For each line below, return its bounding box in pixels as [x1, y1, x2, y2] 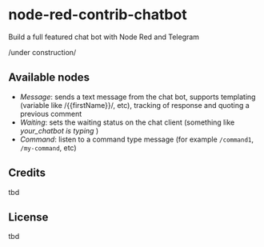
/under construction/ [8, 47, 77, 57]
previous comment [19, 109, 82, 118]
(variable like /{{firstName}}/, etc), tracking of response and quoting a [19, 100, 250, 110]
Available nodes [8, 70, 90, 85]
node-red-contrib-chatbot [8, 6, 187, 24]
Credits [8, 166, 46, 180]
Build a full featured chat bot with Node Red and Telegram [8, 32, 200, 42]
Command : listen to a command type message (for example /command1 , [19, 134, 254, 144]
